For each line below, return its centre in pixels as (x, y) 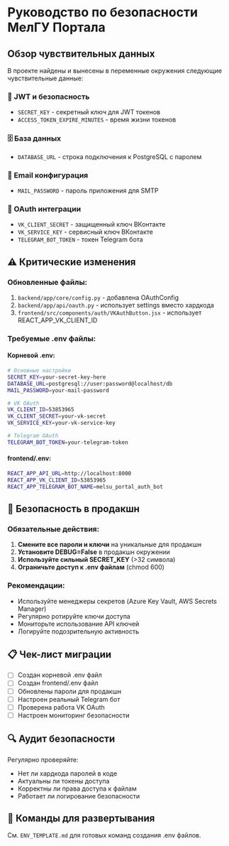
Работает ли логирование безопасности (79, 796)
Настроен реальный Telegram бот (69, 699)
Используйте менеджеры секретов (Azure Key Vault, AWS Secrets (117, 601)
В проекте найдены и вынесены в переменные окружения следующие (115, 71)
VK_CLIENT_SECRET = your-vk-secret (57, 416)
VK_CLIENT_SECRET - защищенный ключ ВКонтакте (91, 224)
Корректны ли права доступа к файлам (77, 788)
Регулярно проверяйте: (43, 759)
